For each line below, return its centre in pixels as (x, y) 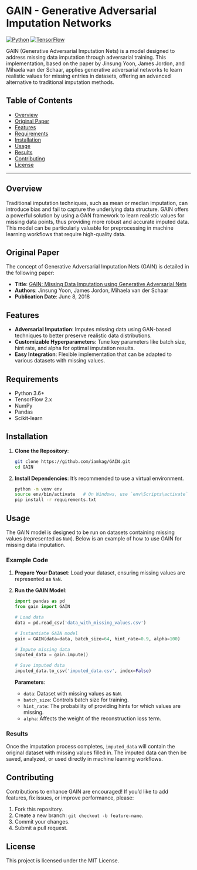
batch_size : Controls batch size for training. (76, 700)
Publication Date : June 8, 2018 (52, 297)
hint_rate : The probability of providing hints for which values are (102, 706)
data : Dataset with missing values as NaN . (73, 694)
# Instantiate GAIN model (46, 633)
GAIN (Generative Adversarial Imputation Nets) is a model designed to (91, 51)
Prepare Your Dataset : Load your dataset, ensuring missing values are (100, 573)
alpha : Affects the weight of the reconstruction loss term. (92, 718)
